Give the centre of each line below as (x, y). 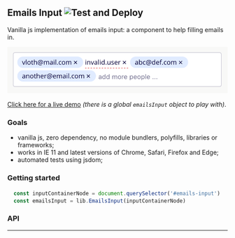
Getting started (34, 178)
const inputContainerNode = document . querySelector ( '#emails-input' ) (117, 193)
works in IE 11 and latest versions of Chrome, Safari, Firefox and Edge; (118, 153)
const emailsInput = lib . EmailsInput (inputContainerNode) (100, 201)
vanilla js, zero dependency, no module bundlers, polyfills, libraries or (117, 137)
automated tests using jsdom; (60, 160)
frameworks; (36, 145)
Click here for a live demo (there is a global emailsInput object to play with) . (117, 105)
